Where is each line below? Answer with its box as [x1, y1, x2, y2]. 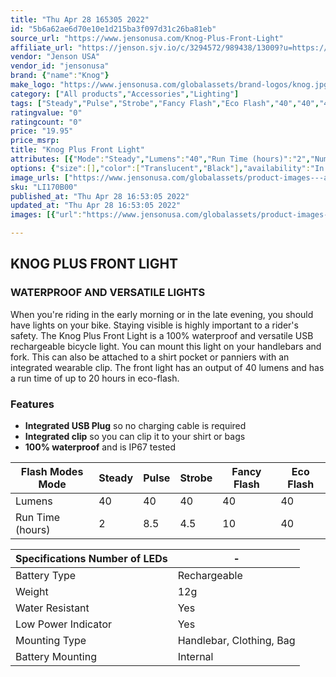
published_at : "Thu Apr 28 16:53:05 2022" [10, 191, 190, 201]
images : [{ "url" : [10, 210, 83, 220]
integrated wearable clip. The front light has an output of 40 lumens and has [10, 361, 325, 373]
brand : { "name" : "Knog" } [10, 71, 110, 81]
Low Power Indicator [15, 617, 113, 631]
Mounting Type [15, 633, 87, 647]
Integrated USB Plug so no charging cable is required [24, 419, 247, 431]
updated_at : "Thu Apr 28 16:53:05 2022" [10, 201, 182, 211]
